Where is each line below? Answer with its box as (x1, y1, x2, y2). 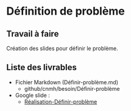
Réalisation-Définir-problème (24, 98, 97, 105)
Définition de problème (6, 4, 125, 18)
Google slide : (15, 91, 50, 99)
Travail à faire (6, 29, 59, 39)
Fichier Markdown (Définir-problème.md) (15, 78, 119, 86)
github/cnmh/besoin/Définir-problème (24, 85, 120, 92)
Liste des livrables (6, 62, 77, 73)
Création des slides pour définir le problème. (6, 45, 119, 52)
